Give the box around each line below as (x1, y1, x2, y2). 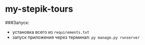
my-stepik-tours (5, 3, 73, 15)
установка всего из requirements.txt (12, 29, 89, 35)
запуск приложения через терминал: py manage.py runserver (12, 34, 140, 40)
